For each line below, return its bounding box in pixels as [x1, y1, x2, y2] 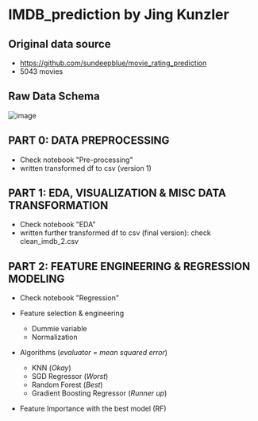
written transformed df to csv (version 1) [19, 163, 152, 172]
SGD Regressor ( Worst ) [31, 372, 109, 381]
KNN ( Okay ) [31, 363, 71, 373]
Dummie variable [31, 324, 87, 334]
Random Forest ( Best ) [31, 380, 103, 390]
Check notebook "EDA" [19, 220, 96, 230]
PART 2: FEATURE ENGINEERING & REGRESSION [8, 260, 251, 273]
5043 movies [19, 67, 64, 76]
